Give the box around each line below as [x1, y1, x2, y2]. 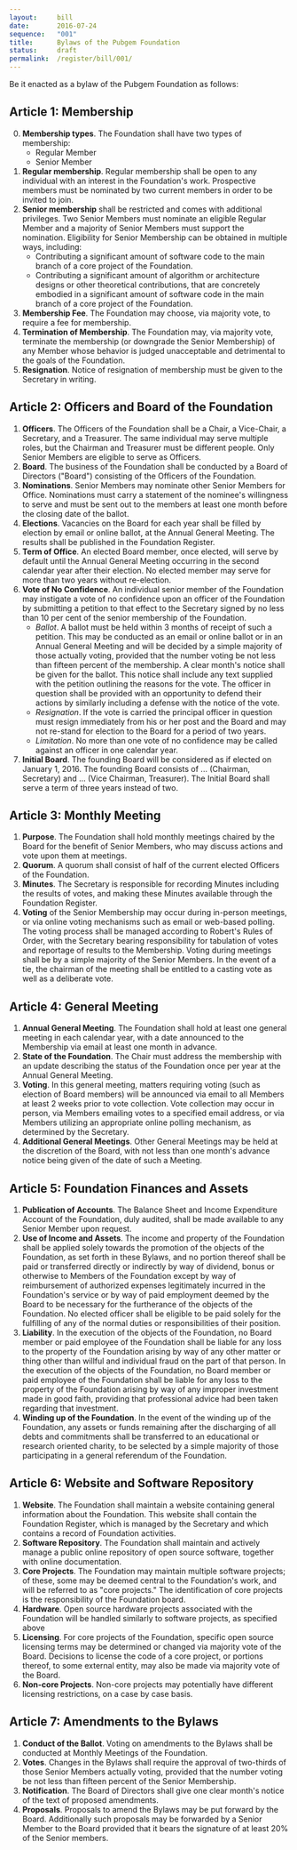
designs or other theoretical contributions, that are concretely [35, 279, 261, 290]
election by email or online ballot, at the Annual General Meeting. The [21, 527, 275, 538]
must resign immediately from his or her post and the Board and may [35, 716, 286, 727]
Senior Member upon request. [21, 1224, 132, 1235]
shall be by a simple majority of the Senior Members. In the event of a [21, 954, 277, 965]
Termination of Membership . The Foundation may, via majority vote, [21, 326, 274, 337]
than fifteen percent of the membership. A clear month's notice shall [35, 659, 285, 670]
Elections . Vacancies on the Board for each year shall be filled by [21, 518, 262, 528]
